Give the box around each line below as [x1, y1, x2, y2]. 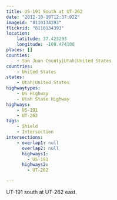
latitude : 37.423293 [16, 36, 67, 42]
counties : [6, 52, 31, 58]
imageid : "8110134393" [6, 19, 62, 25]
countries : [6, 63, 33, 69]
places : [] [6, 47, 33, 53]
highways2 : [21, 162, 49, 168]
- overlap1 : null [16, 139, 59, 146]
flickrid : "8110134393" [6, 25, 65, 31]
